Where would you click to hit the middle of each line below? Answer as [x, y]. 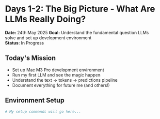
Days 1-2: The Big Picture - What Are [80, 9]
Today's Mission [31, 58]
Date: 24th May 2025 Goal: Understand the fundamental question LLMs [77, 32]
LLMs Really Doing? [46, 19]
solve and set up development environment [48, 38]
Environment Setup [35, 100]
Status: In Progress [24, 43]
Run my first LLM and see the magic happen [56, 75]
